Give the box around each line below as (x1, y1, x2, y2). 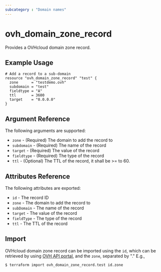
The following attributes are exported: (5, 185, 81, 191)
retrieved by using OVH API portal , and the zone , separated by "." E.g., (5, 253, 145, 259)
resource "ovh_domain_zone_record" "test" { (5, 76, 97, 81)
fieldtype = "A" (9, 89, 42, 93)
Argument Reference (5, 114, 70, 123)
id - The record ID (12, 195, 49, 201)
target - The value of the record (12, 210, 77, 216)
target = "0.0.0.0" (9, 97, 56, 102)
